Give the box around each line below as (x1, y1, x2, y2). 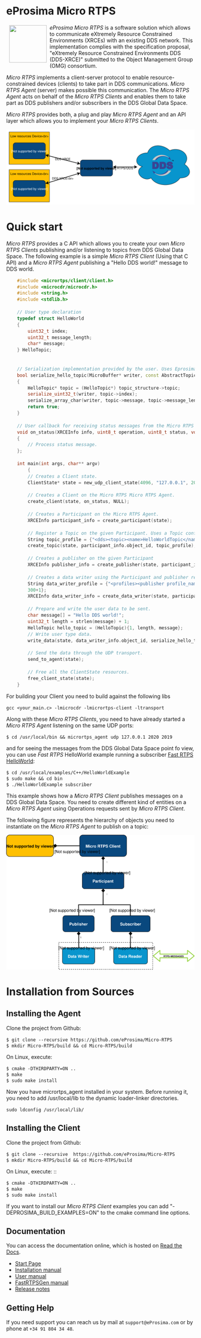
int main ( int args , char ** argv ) (17, 461, 100, 467)
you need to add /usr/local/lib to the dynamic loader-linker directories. (6, 1094, 179, 1102)
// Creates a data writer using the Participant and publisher (28, 574, 188, 580)
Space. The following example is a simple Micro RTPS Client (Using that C (6, 253, 188, 260)
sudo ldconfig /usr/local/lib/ (6, 1106, 84, 1113)
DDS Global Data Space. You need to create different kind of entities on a (6, 798, 187, 806)
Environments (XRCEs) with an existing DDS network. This (50, 37, 193, 44)
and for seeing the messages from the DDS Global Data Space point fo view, (6, 744, 194, 752)
